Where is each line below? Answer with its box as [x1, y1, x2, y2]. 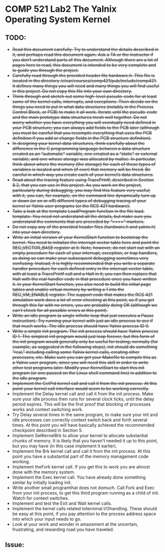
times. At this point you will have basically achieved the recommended [12, 422, 155, 428]
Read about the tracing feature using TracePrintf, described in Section [12, 177, 154, 183]
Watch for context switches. [12, 495, 69, 501]
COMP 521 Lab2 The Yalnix [5, 3, 117, 15]
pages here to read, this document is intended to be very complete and [12, 62, 156, 68]
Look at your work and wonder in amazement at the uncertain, [12, 522, 138, 527]
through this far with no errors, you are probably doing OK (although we [12, 302, 158, 308]
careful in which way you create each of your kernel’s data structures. [12, 172, 154, 177]
